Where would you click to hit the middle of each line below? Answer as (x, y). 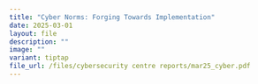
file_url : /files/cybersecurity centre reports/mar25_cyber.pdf (130, 66)
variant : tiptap (39, 58)
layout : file (33, 33)
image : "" (27, 50)
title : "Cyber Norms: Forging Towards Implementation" (112, 17)
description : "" (39, 42)
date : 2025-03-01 (41, 25)
